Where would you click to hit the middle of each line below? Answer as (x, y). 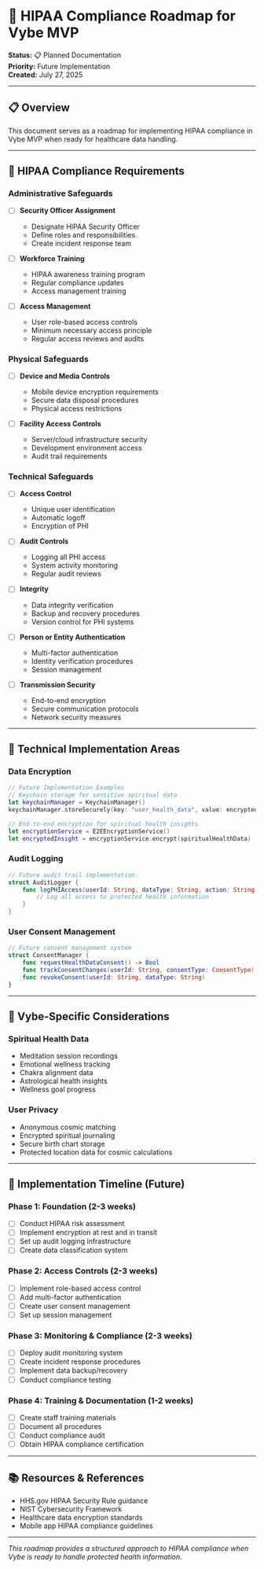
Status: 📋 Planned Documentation (65, 55)
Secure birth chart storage (62, 1144)
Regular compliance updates (77, 282)
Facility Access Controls (60, 423)
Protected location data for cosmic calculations (96, 1152)
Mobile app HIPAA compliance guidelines (86, 1526)
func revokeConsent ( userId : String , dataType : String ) (114, 977)
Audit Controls (44, 541)
